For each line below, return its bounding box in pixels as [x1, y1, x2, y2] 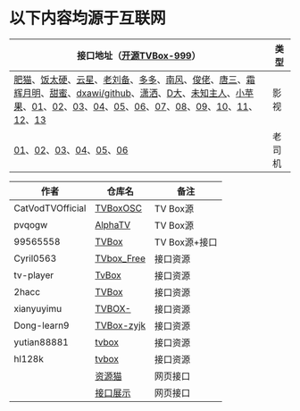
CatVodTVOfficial [13, 202, 87, 214]
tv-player [13, 269, 54, 281]
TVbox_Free [95, 252, 146, 264]
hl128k [13, 352, 45, 365]
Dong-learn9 [13, 319, 70, 331]
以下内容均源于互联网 [9, 8, 167, 29]
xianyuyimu [13, 302, 62, 315]
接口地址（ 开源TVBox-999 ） [76, 49, 201, 62]
